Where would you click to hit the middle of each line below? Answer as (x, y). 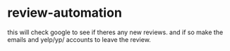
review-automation (65, 13)
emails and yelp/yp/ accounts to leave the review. (79, 39)
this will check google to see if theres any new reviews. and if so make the (115, 32)
